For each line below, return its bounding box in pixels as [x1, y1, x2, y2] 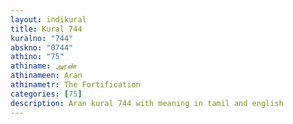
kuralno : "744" [10, 33, 74, 43]
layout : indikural [10, 14, 87, 25]
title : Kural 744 [10, 24, 83, 34]
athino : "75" [10, 52, 65, 62]
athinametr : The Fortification [10, 80, 141, 90]
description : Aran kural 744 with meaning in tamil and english [10, 98, 284, 108]
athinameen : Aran [10, 71, 83, 81]
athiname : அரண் [10, 61, 78, 71]
